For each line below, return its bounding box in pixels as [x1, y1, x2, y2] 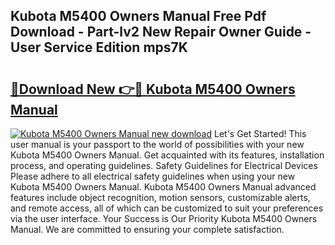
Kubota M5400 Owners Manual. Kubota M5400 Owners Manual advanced [10, 181, 317, 193]
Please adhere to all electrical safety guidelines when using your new [10, 170, 296, 182]
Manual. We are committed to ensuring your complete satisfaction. [10, 224, 285, 235]
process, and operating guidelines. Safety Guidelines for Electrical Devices [10, 160, 318, 171]
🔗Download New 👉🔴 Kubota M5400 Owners [10, 80, 296, 98]
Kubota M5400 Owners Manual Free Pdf [10, 8, 267, 25]
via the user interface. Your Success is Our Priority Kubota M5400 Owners [10, 213, 318, 224]
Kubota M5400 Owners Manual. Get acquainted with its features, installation [10, 149, 325, 161]
